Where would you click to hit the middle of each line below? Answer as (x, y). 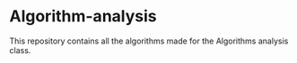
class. (20, 50)
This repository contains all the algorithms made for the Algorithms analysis (149, 41)
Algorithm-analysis (83, 16)
